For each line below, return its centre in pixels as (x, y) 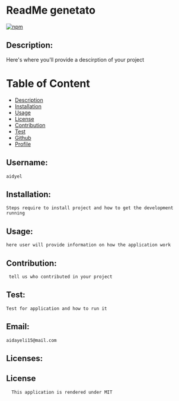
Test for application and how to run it (57, 309)
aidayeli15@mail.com (32, 340)
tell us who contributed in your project (60, 277)
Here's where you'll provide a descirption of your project (75, 59)
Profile (23, 144)
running (16, 213)
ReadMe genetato (51, 10)
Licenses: (25, 358)
